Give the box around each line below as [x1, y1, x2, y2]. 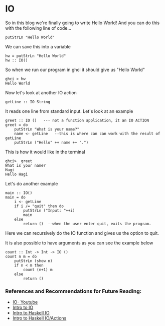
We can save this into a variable [5, 43, 71, 49]
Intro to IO [12, 304, 34, 310]
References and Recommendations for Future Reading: [5, 288, 142, 295]
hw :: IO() [5, 57, 28, 63]
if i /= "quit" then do [14, 204, 64, 209]
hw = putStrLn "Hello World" [5, 53, 66, 58]
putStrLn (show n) [14, 258, 53, 264]
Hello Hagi [5, 172, 28, 177]
